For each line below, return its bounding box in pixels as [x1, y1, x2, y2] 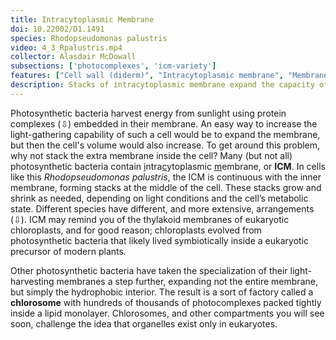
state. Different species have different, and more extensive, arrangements [10, 202, 315, 215]
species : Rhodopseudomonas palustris [10, 33, 168, 43]
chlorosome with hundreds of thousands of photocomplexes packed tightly [10, 296, 322, 308]
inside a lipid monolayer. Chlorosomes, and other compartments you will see [10, 307, 325, 319]
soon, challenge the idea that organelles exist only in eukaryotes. [10, 317, 278, 330]
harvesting [10, 275, 55, 287]
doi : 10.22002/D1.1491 [10, 24, 105, 34]
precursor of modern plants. [10, 245, 127, 257]
